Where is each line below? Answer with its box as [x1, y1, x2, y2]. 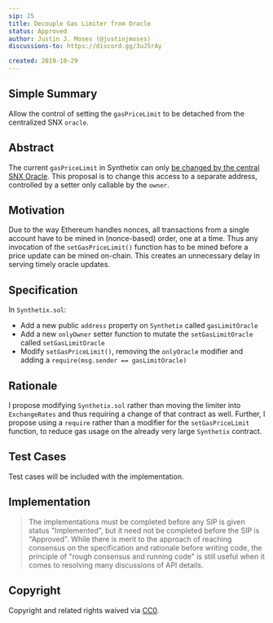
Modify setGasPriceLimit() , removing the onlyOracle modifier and [20, 347, 244, 357]
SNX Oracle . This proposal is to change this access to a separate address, [8, 171, 258, 181]
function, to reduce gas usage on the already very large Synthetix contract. [8, 427, 262, 437]
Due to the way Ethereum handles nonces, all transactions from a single [8, 225, 250, 235]
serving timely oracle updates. [8, 260, 111, 270]
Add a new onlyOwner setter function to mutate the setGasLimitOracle [20, 329, 253, 339]
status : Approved [8, 27, 68, 35]
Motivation [8, 204, 65, 217]
